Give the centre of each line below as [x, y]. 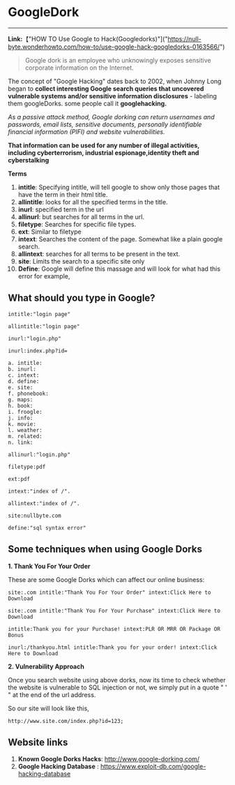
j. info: [21, 418]
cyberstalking [29, 160]
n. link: [21, 442]
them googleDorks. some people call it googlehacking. [87, 103]
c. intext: [24, 375]
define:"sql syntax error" [47, 528]
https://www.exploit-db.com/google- [153, 767]
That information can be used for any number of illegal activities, [104, 145]
